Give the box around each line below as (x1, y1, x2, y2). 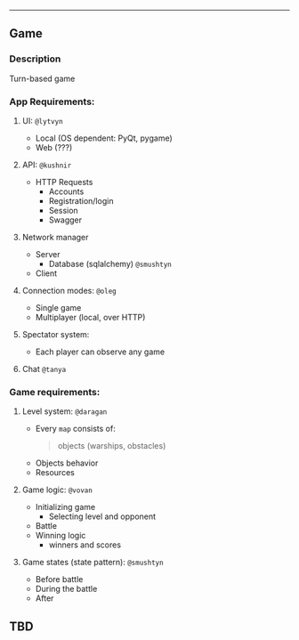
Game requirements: (9, 385, 101, 398)
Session (48, 205, 78, 215)
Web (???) (35, 142, 73, 152)
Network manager (21, 231, 89, 242)
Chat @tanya (21, 363, 67, 374)
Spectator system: (21, 328, 90, 339)
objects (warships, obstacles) (57, 441, 166, 451)
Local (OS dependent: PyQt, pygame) (35, 133, 174, 143)
